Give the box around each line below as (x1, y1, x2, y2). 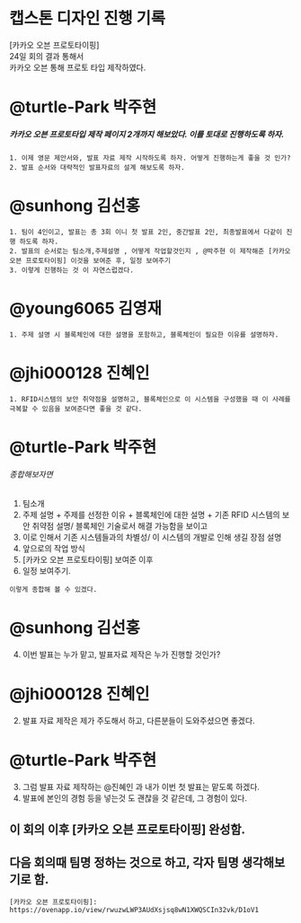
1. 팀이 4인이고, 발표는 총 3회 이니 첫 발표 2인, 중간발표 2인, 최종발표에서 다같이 (9, 228, 283, 237)
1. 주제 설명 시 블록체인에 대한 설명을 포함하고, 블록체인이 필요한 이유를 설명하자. (9, 330, 279, 339)
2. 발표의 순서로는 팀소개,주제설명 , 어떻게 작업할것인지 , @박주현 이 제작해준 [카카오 (9, 247, 291, 256)
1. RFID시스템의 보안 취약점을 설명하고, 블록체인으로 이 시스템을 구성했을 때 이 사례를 (9, 394, 291, 404)
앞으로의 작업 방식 (22, 543, 85, 554)
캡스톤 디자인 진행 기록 (9, 8, 166, 29)
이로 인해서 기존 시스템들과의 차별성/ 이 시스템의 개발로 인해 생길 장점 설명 (22, 532, 282, 543)
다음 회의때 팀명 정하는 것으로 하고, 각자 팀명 (9, 855, 240, 870)
